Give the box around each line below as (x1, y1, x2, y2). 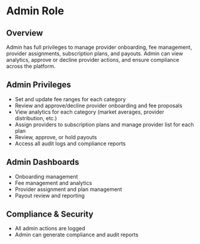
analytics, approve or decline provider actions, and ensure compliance (6, 57, 180, 63)
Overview (6, 28, 44, 38)
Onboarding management (14, 173, 78, 180)
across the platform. (6, 62, 56, 70)
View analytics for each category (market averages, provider (14, 108, 165, 115)
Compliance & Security (6, 209, 94, 220)
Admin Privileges (6, 80, 72, 90)
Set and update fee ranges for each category (14, 95, 127, 102)
